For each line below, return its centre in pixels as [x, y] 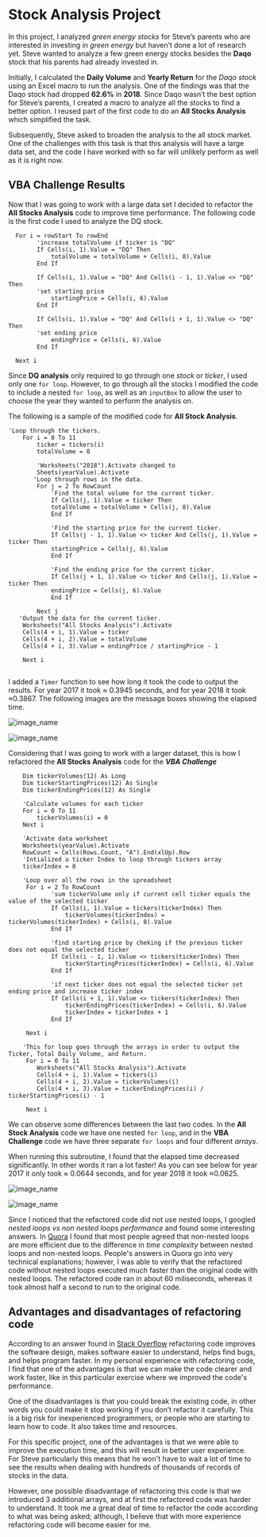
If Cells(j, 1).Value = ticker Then [111, 500]
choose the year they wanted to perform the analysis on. [101, 401]
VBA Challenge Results [67, 185]
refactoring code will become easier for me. [80, 1524]
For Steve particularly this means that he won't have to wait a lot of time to [130, 1458]
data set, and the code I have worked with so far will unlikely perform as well [133, 152]
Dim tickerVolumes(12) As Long [74, 776]
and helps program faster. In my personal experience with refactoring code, [132, 1360]
